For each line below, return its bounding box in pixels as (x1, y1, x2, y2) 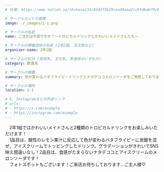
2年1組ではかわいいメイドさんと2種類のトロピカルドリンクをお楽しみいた (9, 124, 158, 130)
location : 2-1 (5, 88, 34, 93)
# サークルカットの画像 (5, 16, 46, 21)
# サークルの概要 (5, 70, 35, 75)
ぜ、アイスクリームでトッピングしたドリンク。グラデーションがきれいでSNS (5, 143, 159, 149)
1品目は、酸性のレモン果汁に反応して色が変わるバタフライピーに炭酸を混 (9, 137, 157, 143)
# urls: (5, 101, 21, 106)
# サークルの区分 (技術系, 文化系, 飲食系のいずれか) (5, 57, 101, 61)
